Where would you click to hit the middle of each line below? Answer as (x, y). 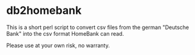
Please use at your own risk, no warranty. (58, 45)
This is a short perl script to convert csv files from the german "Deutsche (98, 27)
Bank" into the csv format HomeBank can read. (65, 33)
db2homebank (44, 11)
